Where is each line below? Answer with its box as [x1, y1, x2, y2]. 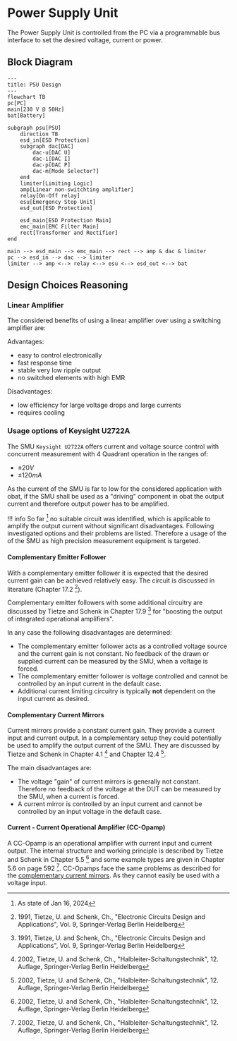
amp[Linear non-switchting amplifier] [20, 185, 134, 193]
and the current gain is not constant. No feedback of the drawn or [17, 649, 209, 657]
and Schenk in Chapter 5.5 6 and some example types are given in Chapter [7, 853, 225, 863]
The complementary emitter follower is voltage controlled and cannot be [17, 671, 228, 680]
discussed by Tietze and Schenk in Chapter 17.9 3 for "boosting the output [7, 606, 223, 615]
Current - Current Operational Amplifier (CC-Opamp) [7, 823, 166, 832]
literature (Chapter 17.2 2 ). [7, 583, 83, 593]
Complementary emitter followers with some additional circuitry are [7, 598, 203, 607]
